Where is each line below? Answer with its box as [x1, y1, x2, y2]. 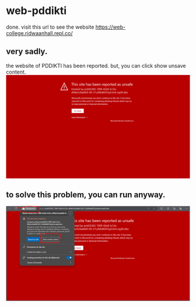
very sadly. [6, 47, 48, 57]
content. [6, 68, 26, 75]
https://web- [95, 23, 126, 30]
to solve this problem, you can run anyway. [6, 190, 166, 200]
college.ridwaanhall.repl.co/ [6, 29, 73, 36]
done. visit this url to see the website [6, 23, 94, 30]
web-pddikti [6, 4, 67, 18]
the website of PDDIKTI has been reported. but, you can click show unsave [6, 62, 186, 69]
